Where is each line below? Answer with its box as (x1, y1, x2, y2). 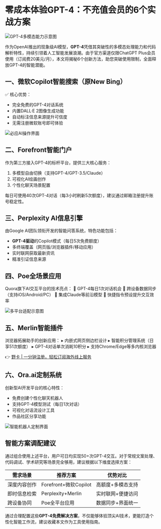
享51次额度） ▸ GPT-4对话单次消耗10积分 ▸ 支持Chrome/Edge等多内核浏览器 (5, 344, 157, 349)
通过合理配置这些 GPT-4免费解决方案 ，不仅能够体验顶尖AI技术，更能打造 (5, 512, 150, 518)
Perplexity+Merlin (41, 490, 82, 496)
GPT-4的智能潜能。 (9, 62, 48, 68)
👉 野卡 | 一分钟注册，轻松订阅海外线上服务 (5, 354, 92, 360)
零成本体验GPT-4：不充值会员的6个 (5, 4, 147, 16)
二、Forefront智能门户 (5, 146, 73, 154)
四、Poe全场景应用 (5, 272, 61, 280)
